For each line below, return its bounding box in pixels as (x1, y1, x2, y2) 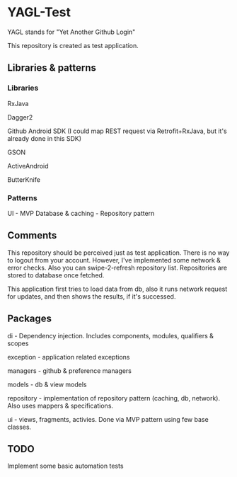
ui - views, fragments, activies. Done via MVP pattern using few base (7, 415, 209, 423)
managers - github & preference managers (7, 366, 132, 375)
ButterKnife (7, 175, 41, 184)
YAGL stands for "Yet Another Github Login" (7, 28, 136, 36)
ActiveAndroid (7, 161, 49, 170)
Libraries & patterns (7, 62, 97, 74)
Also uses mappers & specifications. (7, 401, 114, 410)
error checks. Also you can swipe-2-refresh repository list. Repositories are (7, 263, 228, 272)
